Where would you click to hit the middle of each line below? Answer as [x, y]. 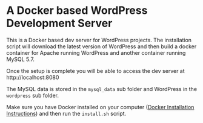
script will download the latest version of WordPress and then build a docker [101, 46]
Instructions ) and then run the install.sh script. [66, 113]
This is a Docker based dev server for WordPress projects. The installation [99, 40]
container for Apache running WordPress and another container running [96, 52]
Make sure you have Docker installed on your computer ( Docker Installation [100, 107]
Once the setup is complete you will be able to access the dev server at [95, 71]
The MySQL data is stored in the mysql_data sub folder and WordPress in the [102, 89]
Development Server [59, 23]
